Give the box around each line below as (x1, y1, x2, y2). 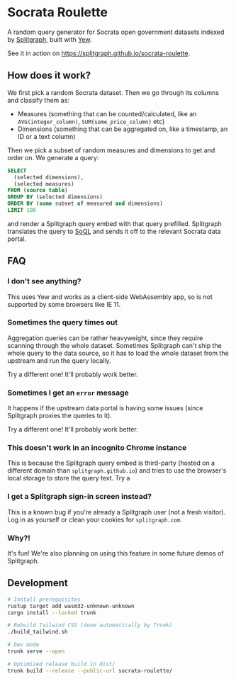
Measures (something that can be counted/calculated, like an (17, 109, 197, 118)
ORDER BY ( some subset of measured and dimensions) (7, 200, 163, 208)
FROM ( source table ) (7, 187, 69, 194)
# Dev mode (7, 641, 40, 648)
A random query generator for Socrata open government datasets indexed (7, 28, 225, 36)
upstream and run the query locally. (7, 356, 111, 365)
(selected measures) (13, 180, 74, 188)
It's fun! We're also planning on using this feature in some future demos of (7, 549, 225, 558)
